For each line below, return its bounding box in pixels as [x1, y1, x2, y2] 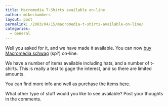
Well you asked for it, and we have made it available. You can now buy [5, 45, 152, 51]
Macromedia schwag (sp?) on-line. [5, 50, 78, 56]
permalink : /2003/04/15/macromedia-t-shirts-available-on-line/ [5, 21, 144, 27]
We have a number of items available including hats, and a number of [5, 60, 150, 66]
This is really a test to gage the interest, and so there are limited [19, 65, 152, 72]
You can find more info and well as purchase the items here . [5, 81, 131, 87]
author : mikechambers [5, 12, 51, 17]
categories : [5, 26, 30, 31]
